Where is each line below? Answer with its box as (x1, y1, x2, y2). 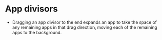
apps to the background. (12, 29, 62, 35)
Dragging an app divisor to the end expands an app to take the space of (12, 19, 157, 25)
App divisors (5, 3, 58, 14)
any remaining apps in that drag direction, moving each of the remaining (12, 24, 158, 30)
